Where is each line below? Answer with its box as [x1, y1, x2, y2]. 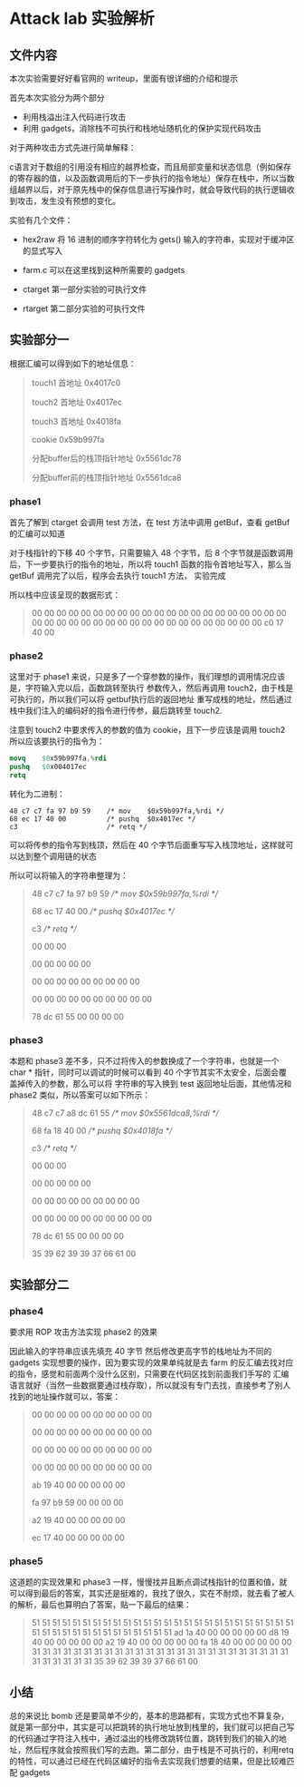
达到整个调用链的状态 [16, 851, 97, 862]
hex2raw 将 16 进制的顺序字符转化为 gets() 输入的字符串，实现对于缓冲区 [22, 234, 295, 245]
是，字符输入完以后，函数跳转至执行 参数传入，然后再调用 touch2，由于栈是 [9, 682, 294, 694]
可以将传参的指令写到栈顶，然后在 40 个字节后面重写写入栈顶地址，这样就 [9, 840, 286, 851]
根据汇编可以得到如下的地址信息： [9, 357, 137, 368]
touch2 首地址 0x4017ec [31, 396, 123, 407]
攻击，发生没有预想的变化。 [16, 196, 120, 206]
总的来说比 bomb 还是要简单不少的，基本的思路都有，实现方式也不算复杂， [9, 1711, 290, 1722]
